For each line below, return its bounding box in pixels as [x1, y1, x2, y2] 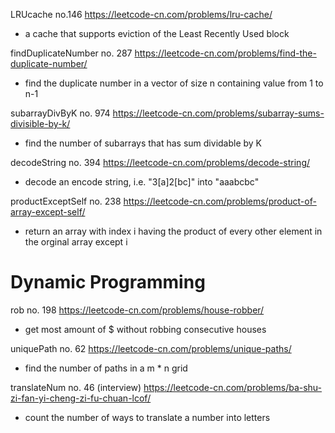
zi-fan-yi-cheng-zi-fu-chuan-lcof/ [10, 392, 152, 404]
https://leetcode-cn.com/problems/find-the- [134, 47, 317, 59]
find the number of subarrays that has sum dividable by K [24, 137, 263, 149]
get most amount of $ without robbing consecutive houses [24, 323, 267, 335]
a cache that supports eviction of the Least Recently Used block [24, 28, 290, 39]
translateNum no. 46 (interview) [10, 381, 142, 393]
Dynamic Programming [10, 271, 206, 294]
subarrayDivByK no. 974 [10, 107, 111, 119]
